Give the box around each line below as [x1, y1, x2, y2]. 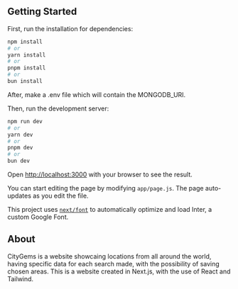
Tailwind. [7, 274, 34, 283]
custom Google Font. [7, 212, 69, 222]
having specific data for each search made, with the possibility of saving [7, 259, 220, 268]
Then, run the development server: [7, 104, 109, 113]
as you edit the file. [33, 191, 89, 200]
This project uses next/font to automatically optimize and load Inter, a [7, 205, 212, 214]
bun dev [7, 157, 31, 165]
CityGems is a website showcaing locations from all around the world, [7, 251, 212, 261]
